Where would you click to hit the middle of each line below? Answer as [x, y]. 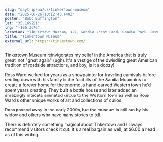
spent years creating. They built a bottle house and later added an [71, 90]
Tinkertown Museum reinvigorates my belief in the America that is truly [76, 55]
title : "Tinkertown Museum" [33, 37]
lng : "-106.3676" [23, 28]
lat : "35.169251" [23, 23]
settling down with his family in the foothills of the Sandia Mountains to [76, 79]
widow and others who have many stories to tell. [53, 115]
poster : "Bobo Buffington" [32, 18]
